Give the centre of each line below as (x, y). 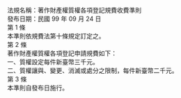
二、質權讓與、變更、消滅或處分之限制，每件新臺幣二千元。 (93, 70)
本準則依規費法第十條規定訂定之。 (56, 36)
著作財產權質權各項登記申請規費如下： (62, 53)
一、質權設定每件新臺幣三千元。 (53, 62)
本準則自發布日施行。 (38, 88)
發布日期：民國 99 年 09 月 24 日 (54, 19)
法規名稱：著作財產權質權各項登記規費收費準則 (74, 10)
